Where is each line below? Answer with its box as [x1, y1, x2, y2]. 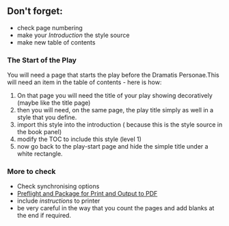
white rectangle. [16, 150, 63, 158]
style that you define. [16, 113, 77, 122]
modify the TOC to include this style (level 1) [16, 135, 142, 143]
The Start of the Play [7, 55, 77, 64]
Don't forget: [7, 5, 63, 17]
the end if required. [16, 212, 72, 220]
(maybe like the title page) [16, 99, 91, 107]
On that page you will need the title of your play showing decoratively [16, 92, 213, 100]
